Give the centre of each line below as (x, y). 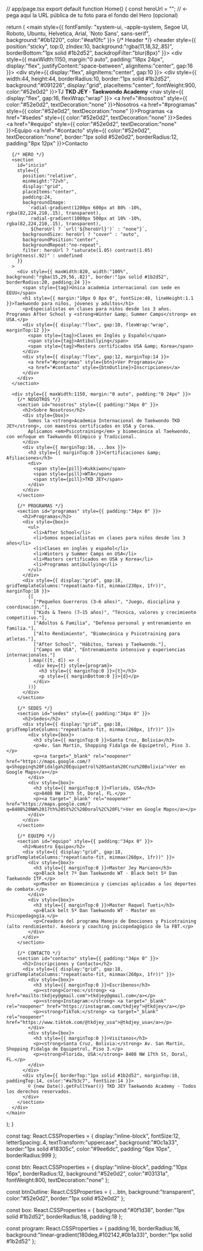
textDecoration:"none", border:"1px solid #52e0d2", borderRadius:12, (92, 137)
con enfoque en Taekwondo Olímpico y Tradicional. (72, 437)
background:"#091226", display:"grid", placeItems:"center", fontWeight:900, (101, 85)
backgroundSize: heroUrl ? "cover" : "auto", (81, 234)
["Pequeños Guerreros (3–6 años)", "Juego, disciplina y (107, 602)
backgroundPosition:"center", (60, 240)
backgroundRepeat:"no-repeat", (62, 245)
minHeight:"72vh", (45, 181)
